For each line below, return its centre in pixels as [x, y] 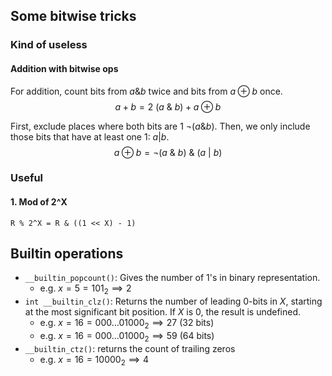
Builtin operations [67, 254]
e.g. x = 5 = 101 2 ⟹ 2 [85, 289]
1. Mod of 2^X [39, 202]
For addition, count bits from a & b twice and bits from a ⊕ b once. [146, 91]
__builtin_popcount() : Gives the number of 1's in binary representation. [172, 278]
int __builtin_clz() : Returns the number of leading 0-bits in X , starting [173, 301]
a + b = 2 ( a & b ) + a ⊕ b [168, 106]
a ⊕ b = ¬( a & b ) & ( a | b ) [168, 152]
